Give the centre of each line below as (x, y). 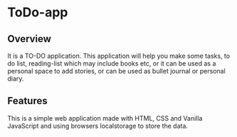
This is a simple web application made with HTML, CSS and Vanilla (105, 118)
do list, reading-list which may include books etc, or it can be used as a (112, 64)
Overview (30, 39)
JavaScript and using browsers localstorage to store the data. (98, 126)
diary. (16, 78)
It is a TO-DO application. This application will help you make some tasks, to (118, 56)
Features (27, 101)
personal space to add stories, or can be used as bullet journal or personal (116, 71)
